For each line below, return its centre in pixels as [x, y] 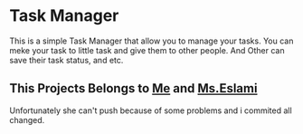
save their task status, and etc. [66, 60]
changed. [27, 120]
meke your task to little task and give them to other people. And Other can [147, 50]
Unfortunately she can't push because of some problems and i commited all [151, 110]
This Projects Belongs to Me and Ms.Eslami [133, 88]
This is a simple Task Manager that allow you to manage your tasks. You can [151, 41]
